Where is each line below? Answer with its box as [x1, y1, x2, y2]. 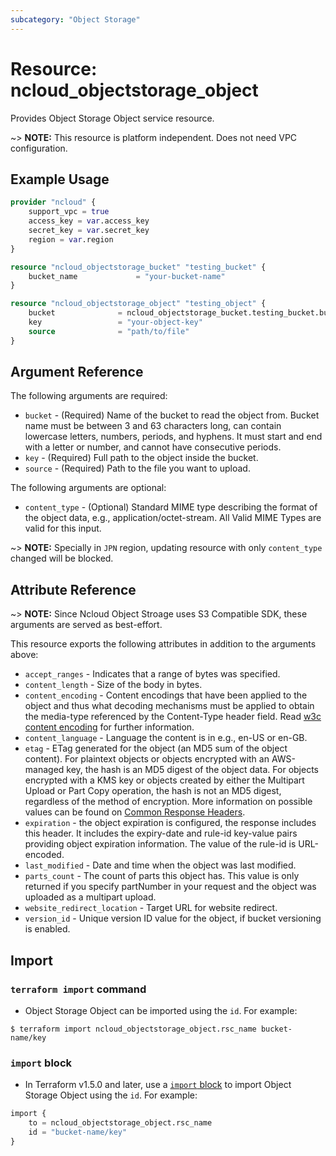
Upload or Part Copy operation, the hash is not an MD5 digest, [24, 785, 282, 797]
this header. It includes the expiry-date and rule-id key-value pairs [24, 827, 298, 840]
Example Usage [10, 171, 110, 188]
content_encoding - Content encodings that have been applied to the [24, 689, 308, 701]
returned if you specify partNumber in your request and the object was [24, 881, 317, 893]
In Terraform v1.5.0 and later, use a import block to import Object [24, 1079, 292, 1091]
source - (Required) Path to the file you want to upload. [24, 462, 251, 475]
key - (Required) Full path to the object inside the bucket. [24, 452, 259, 464]
